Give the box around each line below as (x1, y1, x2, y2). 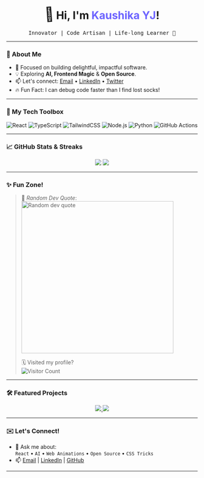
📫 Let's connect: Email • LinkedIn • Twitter (15, 77, 124, 85)
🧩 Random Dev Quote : (21, 194, 77, 202)
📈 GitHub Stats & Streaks (6, 142, 83, 151)
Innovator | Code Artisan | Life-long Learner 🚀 (28, 29, 176, 36)
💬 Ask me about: (15, 443, 56, 450)
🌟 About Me (6, 50, 42, 58)
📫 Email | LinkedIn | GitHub (15, 456, 84, 463)
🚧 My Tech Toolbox (6, 108, 64, 116)
